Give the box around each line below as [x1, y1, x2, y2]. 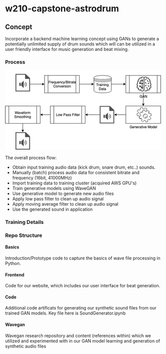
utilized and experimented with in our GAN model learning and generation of [5, 338, 161, 344]
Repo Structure [5, 232, 42, 239]
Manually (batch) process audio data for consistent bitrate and [12, 169, 140, 176]
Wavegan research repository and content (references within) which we [5, 332, 152, 339]
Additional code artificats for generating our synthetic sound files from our [5, 305, 157, 311]
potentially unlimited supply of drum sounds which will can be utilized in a [5, 41, 156, 47]
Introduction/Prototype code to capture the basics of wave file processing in [5, 255, 161, 261]
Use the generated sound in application [12, 206, 93, 212]
